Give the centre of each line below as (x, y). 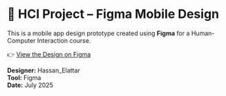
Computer (21, 40)
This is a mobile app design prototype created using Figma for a (98, 33)
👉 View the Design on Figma (49, 54)
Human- (203, 33)
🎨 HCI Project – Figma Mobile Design (113, 14)
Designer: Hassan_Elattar (44, 70)
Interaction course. (64, 40)
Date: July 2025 (30, 85)
